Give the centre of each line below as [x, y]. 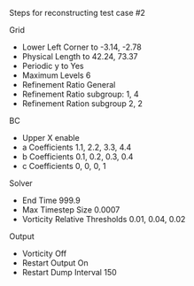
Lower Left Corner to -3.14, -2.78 [81, 47]
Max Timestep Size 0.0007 [71, 210]
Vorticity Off [44, 253]
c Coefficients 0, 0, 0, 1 [64, 166]
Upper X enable [50, 138]
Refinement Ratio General [69, 85]
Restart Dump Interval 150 [69, 272]
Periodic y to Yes [53, 66]
